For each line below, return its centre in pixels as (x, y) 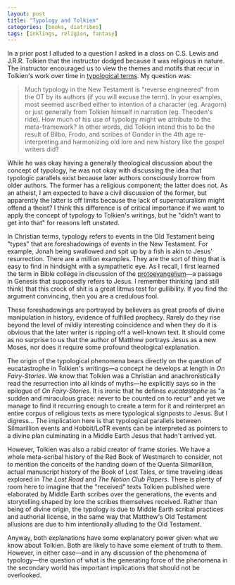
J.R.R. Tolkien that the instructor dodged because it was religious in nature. (116, 61)
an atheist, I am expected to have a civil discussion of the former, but (107, 193)
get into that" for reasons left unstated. (63, 223)
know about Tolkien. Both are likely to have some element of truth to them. (115, 546)
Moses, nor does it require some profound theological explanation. (104, 347)
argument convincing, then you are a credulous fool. (83, 296)
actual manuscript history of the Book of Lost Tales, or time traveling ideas (115, 472)
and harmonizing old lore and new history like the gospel (142, 142)
